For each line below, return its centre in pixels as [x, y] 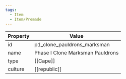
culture [16, 69]
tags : [11, 10]
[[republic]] [48, 69]
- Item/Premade [26, 19]
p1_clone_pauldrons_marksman [72, 45]
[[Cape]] [45, 61]
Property [19, 36]
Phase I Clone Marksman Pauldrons [77, 53]
